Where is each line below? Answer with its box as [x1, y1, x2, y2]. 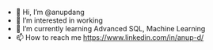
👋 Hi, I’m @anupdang [15, 8, 85, 16]
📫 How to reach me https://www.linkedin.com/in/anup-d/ [15, 33, 204, 42]
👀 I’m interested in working [15, 16, 103, 25]
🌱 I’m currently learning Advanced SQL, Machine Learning [15, 24, 206, 33]
